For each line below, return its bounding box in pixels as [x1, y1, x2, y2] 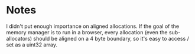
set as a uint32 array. [6, 41, 58, 48]
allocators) [6, 35, 32, 42]
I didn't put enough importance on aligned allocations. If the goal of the [6, 23, 179, 30]
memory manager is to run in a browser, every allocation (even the [6, 28, 168, 35]
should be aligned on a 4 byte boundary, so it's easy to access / [33, 35, 189, 42]
